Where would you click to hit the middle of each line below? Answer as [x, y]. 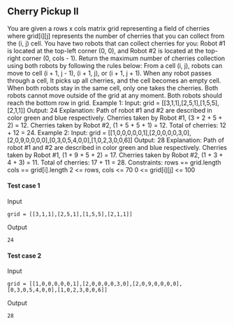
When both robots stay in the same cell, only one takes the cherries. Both [113, 88]
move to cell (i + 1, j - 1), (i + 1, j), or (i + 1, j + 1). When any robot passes [109, 73]
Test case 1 [24, 186]
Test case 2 [24, 256]
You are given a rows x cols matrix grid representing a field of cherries [109, 28]
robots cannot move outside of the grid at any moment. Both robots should [115, 95]
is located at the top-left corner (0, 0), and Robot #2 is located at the [106, 50]
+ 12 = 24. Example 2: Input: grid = [57, 132]
